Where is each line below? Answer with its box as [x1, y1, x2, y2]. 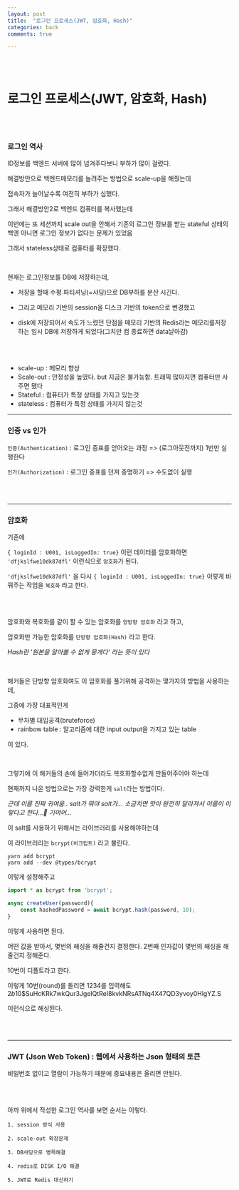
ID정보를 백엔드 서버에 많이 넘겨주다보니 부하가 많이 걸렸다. [7, 159, 171, 168]
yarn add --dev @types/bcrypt [7, 859, 97, 867]
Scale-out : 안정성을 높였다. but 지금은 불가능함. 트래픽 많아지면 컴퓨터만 [17, 372, 221, 382]
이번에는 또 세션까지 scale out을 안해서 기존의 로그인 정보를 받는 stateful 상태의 [7, 220, 229, 228]
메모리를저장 [191, 318, 227, 327]
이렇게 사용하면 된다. [7, 927, 65, 935]
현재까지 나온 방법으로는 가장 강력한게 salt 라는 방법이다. [7, 784, 165, 793]
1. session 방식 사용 [7, 1121, 65, 1128]
